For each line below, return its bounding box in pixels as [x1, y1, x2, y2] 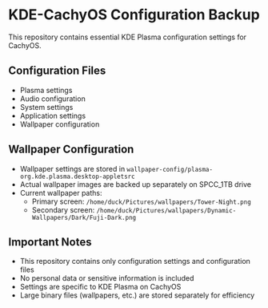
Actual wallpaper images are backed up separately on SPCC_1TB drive [19, 179, 252, 189]
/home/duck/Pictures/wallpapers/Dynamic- [96, 206, 237, 214]
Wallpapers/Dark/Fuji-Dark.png [31, 213, 137, 221]
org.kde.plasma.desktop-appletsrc [19, 172, 135, 180]
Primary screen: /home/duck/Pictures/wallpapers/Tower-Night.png [31, 197, 252, 206]
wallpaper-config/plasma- [126, 165, 214, 173]
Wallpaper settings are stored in [19, 164, 126, 173]
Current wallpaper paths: [19, 188, 102, 197]
